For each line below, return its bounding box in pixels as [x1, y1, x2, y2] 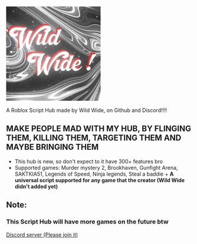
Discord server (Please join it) [6, 231, 78, 238]
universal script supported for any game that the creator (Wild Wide [14, 176, 185, 183]
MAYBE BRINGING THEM [6, 142, 99, 152]
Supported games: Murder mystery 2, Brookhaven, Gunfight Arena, [14, 164, 178, 171]
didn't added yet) [14, 183, 58, 190]
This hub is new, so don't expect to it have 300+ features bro [14, 157, 163, 165]
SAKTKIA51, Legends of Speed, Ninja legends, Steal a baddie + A [14, 170, 174, 177]
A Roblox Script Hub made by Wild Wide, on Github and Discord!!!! [6, 107, 168, 114]
